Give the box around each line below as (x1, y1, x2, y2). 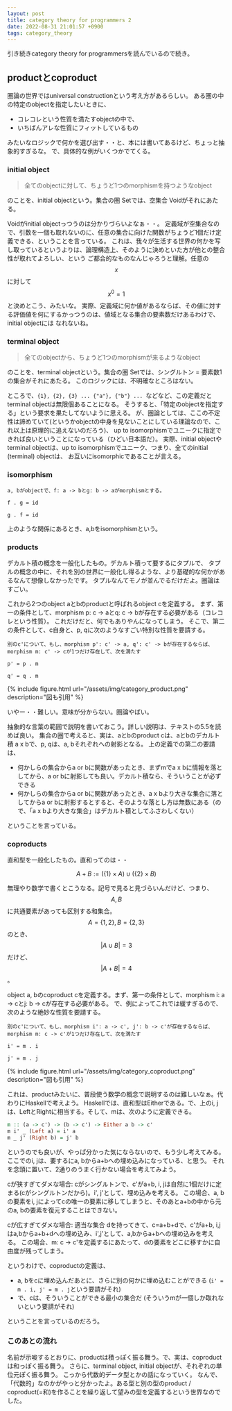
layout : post (7, 10, 45, 17)
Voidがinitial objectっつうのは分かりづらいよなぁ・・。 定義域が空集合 (7, 219, 208, 228)
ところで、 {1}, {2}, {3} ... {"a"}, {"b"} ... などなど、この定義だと (7, 392, 213, 400)
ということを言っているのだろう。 (7, 1317, 104, 1325)
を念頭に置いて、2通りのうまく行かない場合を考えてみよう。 (7, 1164, 180, 1174)
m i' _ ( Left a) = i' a (7, 1128, 76, 1135)
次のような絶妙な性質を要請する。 (7, 1008, 105, 1017)
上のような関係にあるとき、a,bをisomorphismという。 (7, 524, 161, 533)
